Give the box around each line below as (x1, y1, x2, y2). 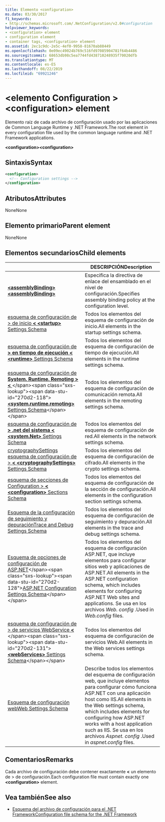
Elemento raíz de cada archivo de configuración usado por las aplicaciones (5, 119, 158, 125)
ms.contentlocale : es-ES (5, 62, 56, 67)
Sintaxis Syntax (5, 158, 53, 167)
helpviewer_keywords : (5, 26, 50, 30)
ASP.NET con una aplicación (84, 689, 151, 696)
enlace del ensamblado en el (84, 278, 151, 285)
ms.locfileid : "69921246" (5, 71, 58, 76)
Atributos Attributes (5, 194, 66, 203)
